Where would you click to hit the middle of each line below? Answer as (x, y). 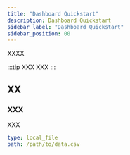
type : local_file (33, 137)
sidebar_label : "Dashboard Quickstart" (66, 27)
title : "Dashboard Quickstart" (53, 14)
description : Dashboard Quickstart (59, 20)
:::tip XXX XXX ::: (32, 67)
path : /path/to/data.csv (44, 144)
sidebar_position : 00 (39, 33)
